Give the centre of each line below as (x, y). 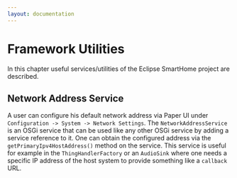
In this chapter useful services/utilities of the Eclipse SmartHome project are (119, 69)
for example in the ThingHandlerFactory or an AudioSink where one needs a (117, 153)
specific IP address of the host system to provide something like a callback (117, 161)
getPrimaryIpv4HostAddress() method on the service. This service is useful (117, 145)
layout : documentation (41, 14)
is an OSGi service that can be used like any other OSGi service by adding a (118, 130)
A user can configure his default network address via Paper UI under (108, 116)
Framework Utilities (66, 49)
